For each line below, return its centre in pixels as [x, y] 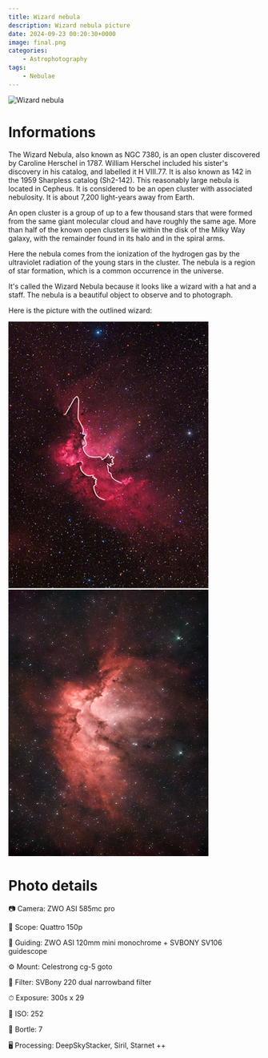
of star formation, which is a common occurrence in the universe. [116, 271]
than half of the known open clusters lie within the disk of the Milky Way [127, 229]
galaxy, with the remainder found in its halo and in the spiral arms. [117, 238]
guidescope [28, 951]
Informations [52, 132]
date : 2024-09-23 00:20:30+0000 [62, 34]
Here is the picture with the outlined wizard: [80, 310]
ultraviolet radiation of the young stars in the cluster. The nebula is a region [132, 262]
